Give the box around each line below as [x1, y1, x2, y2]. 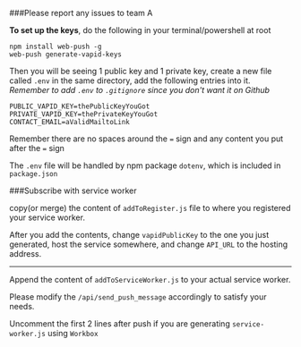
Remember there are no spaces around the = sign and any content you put [9, 133, 284, 144]
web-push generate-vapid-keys [9, 50, 123, 59]
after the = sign [9, 143, 65, 153]
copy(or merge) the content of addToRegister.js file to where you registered [9, 203, 291, 213]
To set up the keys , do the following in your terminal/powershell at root [9, 25, 271, 35]
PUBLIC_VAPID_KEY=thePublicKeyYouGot [9, 102, 150, 111]
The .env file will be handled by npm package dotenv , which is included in [9, 160, 281, 171]
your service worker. [9, 212, 85, 223]
